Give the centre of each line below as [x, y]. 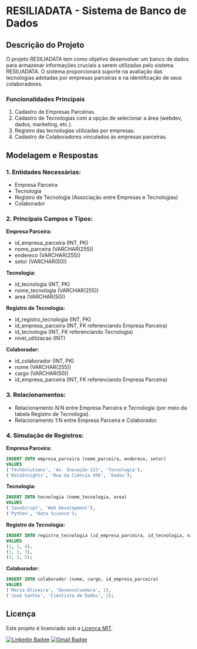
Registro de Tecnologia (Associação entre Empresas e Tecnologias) [96, 197]
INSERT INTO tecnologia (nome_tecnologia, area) [67, 497]
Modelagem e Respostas [52, 155]
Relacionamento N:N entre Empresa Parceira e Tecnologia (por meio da [101, 408]
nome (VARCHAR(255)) [43, 367]
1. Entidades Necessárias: [44, 172]
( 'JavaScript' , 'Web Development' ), [51, 508]
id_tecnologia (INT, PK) [42, 284]
